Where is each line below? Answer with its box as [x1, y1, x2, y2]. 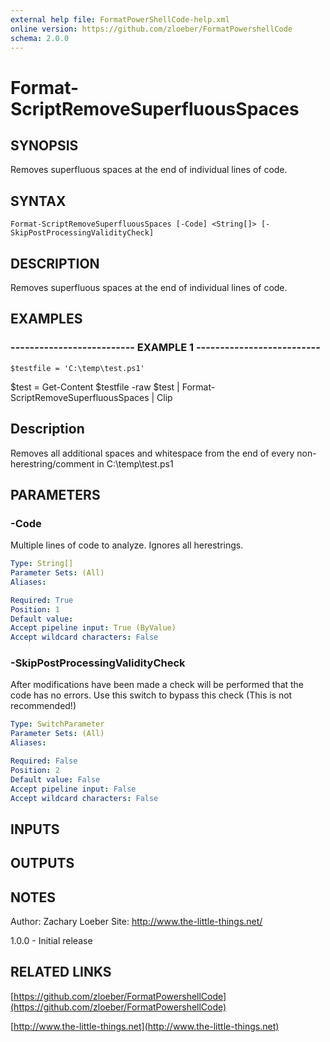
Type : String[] [10, 559, 74, 569]
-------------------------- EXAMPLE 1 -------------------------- [10, 341, 321, 355]
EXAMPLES [10, 311, 83, 328]
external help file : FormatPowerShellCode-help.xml [10, 14, 230, 25]
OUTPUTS [10, 855, 75, 872]
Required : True [10, 595, 74, 605]
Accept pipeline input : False [10, 784, 137, 794]
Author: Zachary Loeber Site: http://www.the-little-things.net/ [10, 916, 263, 928]
